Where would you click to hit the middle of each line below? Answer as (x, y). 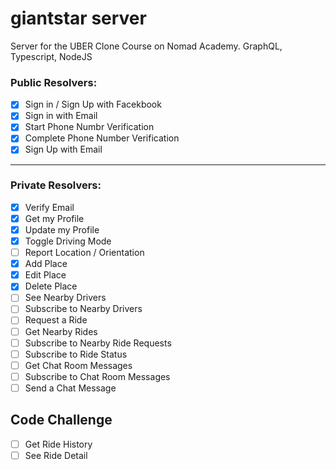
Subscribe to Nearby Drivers (83, 309)
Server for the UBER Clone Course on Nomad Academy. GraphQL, (146, 46)
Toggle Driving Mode (68, 241)
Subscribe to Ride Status (76, 354)
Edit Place (45, 275)
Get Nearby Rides (61, 331)
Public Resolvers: (54, 82)
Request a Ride (56, 320)
